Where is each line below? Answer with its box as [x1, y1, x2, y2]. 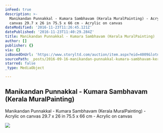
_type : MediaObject [5, 66, 45, 71]
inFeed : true [5, 7, 32, 12]
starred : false [5, 61, 36, 66]
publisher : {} [5, 43, 34, 48]
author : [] [5, 39, 27, 44]
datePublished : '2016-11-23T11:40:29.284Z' [5, 30, 95, 34]
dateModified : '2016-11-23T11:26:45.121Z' [5, 25, 92, 30]
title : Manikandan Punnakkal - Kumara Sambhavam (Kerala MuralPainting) [5, 34, 155, 39]
